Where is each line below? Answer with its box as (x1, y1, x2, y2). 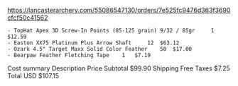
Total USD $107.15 (7, 72, 59, 80)
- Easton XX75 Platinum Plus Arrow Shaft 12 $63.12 (7, 39, 180, 47)
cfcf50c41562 (7, 13, 48, 22)
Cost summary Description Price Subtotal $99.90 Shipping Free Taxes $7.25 (7, 64, 231, 73)
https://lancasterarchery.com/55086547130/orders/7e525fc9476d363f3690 (7, 6, 231, 14)
